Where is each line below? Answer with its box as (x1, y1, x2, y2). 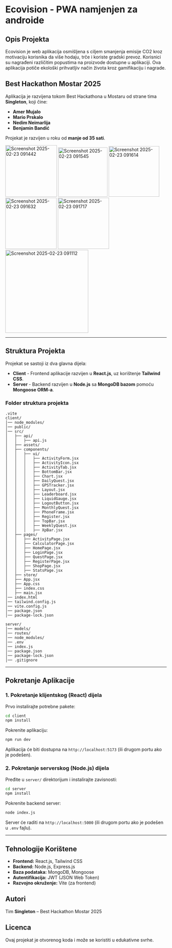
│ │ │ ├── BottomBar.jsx (5, 469, 72, 475)
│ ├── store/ (5, 572, 38, 578)
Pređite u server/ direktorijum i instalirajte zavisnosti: (5, 776, 117, 782)
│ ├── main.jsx (5, 590, 42, 595)
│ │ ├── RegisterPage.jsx (5, 559, 70, 564)
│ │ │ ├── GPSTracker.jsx (5, 483, 74, 488)
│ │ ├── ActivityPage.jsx (5, 537, 70, 542)
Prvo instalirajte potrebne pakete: (5, 703, 76, 709)
